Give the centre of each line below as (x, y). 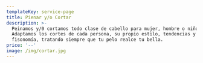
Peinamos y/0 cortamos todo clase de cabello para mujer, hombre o (98, 28)
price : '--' (21, 46)
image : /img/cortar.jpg (36, 51)
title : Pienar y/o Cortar (39, 17)
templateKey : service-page (40, 12)
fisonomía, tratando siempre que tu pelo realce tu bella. (88, 40)
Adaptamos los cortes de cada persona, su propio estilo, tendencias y (104, 34)
